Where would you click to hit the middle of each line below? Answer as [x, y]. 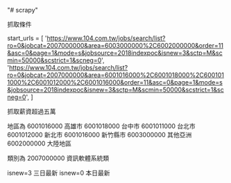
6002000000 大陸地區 [39, 143]
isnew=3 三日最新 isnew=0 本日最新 [59, 173]
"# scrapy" [23, 10]
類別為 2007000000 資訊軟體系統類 [58, 158]
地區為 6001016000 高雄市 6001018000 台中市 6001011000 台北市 [101, 126]
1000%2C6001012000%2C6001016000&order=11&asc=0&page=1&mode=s [115, 82]
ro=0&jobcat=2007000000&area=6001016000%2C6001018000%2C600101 [115, 75]
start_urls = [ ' [27, 38]
